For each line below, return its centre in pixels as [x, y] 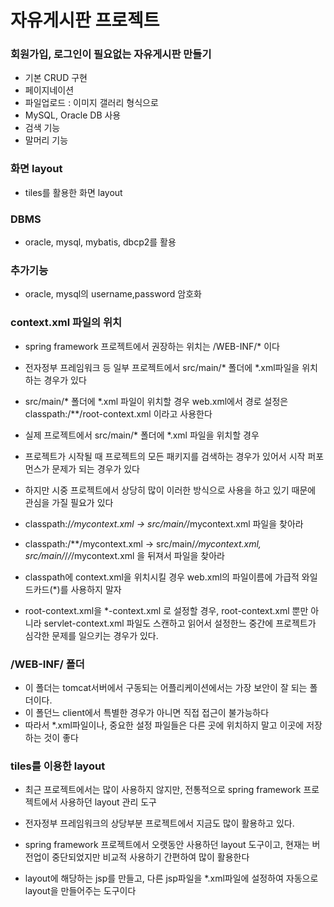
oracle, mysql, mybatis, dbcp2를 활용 [100, 242]
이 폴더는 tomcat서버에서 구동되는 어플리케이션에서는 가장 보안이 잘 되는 [166, 687]
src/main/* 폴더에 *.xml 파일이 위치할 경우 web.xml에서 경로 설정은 [156, 401]
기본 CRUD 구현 [56, 78]
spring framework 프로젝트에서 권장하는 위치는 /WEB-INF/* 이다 [152, 346]
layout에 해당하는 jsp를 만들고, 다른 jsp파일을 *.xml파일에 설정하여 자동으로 [171, 878]
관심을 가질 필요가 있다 [69, 502]
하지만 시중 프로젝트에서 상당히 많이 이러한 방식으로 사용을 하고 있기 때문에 [170, 490]
